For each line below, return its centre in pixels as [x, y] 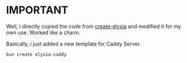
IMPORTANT [37, 10]
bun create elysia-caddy [36, 54]
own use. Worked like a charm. [43, 32]
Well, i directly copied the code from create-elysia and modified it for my [94, 26]
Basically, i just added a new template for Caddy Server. [74, 44]
